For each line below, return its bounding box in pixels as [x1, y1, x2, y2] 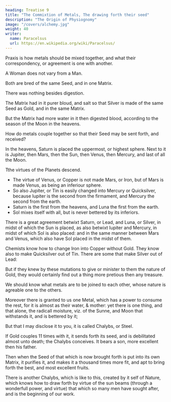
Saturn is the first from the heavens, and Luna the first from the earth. [12, 204, 159, 210]
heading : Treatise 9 [5, 7, 50, 13]
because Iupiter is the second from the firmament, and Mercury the [12, 193, 155, 199]
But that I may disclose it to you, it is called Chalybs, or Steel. [5, 323, 134, 329]
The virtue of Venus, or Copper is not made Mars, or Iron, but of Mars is [12, 176, 164, 183]
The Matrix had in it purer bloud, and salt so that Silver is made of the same [5, 100, 163, 106]
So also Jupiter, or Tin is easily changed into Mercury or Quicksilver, [12, 187, 157, 193]
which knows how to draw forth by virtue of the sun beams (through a [5, 379, 153, 386]
